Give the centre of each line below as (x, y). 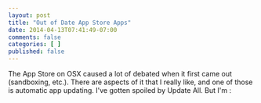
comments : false (34, 37)
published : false (36, 51)
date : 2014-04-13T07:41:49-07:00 (63, 30)
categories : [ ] (34, 44)
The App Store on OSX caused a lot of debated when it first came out (120, 74)
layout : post (29, 15)
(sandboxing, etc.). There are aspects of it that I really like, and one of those (130, 82)
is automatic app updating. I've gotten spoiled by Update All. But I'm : (120, 90)
